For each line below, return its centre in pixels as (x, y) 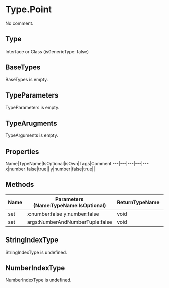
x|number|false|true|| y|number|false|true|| (50, 169)
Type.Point (28, 9)
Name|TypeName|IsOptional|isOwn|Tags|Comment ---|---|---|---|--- (77, 163)
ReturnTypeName (138, 202)
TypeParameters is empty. (32, 108)
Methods (20, 185)
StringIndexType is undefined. (36, 252)
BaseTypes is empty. (27, 79)
